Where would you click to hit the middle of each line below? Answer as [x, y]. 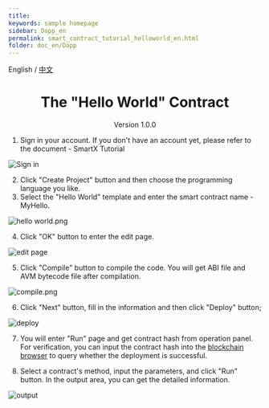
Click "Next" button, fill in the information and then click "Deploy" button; [141, 308]
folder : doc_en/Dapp [43, 46]
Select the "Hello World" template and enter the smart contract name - [137, 197]
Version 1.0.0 [135, 124]
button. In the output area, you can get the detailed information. [125, 380]
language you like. [50, 189]
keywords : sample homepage [53, 23]
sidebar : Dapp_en [37, 31]
